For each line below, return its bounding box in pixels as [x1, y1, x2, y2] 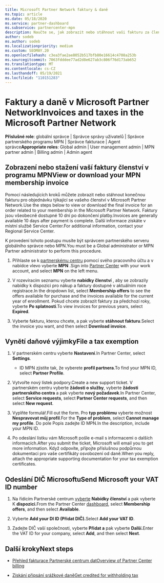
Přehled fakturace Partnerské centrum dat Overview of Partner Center [12, 558, 152, 563]
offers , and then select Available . [12, 506, 80, 512]
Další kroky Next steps [5, 544, 74, 553]
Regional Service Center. [5, 228, 55, 234]
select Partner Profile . [19, 370, 65, 376]
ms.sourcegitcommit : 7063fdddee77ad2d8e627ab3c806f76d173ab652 [5, 57, 137, 62]
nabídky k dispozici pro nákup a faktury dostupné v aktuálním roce [12, 282, 146, 288]
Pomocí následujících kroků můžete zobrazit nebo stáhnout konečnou [5, 191, 145, 197]
